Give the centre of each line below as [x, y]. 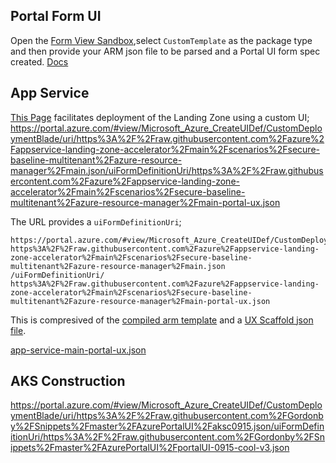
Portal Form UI [56, 16]
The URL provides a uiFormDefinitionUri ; [96, 221]
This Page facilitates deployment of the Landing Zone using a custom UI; [160, 117]
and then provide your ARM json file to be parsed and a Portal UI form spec [165, 51]
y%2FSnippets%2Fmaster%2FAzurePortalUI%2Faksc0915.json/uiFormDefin [167, 426]
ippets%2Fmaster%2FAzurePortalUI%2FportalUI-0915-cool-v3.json [150, 448]
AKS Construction [68, 381]
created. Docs [39, 61]
